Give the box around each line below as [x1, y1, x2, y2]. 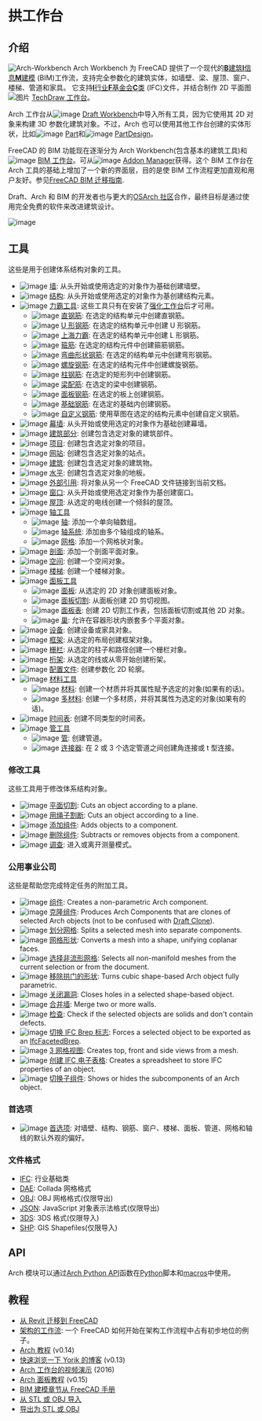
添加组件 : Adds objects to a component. [49, 821, 178, 830]
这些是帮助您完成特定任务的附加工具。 [8, 881, 132, 890]
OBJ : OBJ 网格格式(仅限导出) [19, 1194, 114, 1203]
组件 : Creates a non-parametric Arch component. [49, 898, 209, 907]
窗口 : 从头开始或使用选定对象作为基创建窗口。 [49, 487, 198, 497]
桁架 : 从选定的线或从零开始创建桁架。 [49, 654, 170, 664]
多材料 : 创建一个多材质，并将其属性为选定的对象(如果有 [60, 693, 239, 703]
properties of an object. [19, 1064, 96, 1074]
